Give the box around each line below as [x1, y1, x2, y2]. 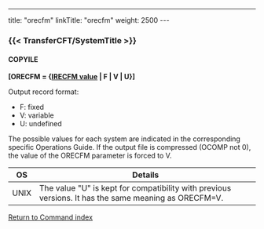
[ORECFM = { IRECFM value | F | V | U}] [8, 72, 136, 82]
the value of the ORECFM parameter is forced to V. [8, 151, 172, 161]
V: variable [19, 111, 54, 120]
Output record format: [8, 87, 79, 96]
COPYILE [8, 54, 38, 64]
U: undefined [19, 119, 63, 129]
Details [132, 169, 159, 180]
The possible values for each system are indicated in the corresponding [8, 134, 241, 144]
